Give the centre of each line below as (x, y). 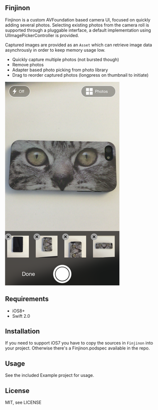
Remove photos (28, 64)
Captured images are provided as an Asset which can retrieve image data (79, 45)
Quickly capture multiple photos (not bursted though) (66, 59)
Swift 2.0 (21, 316)
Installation (22, 331)
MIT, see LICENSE (23, 403)
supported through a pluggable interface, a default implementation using (78, 30)
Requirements (27, 299)
